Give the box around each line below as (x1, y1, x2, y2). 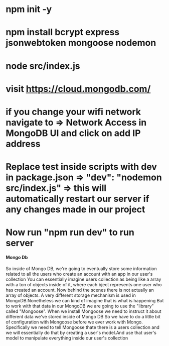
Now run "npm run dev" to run (6, 227, 134, 238)
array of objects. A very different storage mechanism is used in (6, 292, 136, 298)
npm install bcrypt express (6, 27, 120, 38)
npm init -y (6, 4, 52, 15)
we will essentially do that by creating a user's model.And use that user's (6, 329, 157, 335)
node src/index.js (6, 60, 80, 71)
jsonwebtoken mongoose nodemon (6, 37, 156, 49)
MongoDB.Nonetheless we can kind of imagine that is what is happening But (6, 297, 164, 303)
